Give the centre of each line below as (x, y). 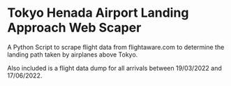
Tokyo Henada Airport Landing (98, 13)
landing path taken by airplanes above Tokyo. (73, 55)
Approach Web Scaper (74, 28)
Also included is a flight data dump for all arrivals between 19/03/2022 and (114, 68)
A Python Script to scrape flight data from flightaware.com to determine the (116, 47)
